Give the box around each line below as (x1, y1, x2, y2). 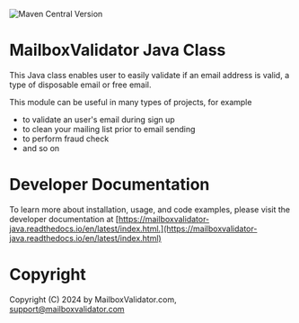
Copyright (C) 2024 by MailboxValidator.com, (9, 293, 177, 305)
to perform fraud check (22, 133, 110, 144)
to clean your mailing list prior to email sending (22, 123, 196, 134)
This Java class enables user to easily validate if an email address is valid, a (9, 69, 290, 80)
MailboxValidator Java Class (9, 40, 226, 60)
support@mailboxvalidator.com (9, 303, 125, 314)
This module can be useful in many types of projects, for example (9, 96, 252, 107)
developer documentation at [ (9, 213, 119, 224)
